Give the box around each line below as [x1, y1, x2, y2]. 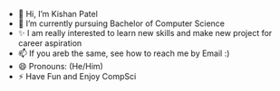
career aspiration [17, 38, 82, 49]
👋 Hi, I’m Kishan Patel [17, 9, 98, 19]
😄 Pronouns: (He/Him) [17, 61, 104, 71]
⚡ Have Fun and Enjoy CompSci [17, 71, 137, 81]
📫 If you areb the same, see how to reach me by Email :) [17, 48, 230, 59]
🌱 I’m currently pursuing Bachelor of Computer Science [17, 18, 225, 29]
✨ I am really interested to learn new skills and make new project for [17, 28, 273, 38]
